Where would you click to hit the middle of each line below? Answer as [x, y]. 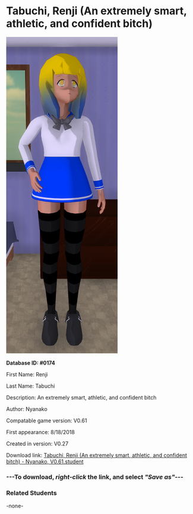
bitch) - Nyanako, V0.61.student [45, 461]
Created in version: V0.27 [37, 443]
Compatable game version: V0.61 [47, 420]
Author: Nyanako [27, 409]
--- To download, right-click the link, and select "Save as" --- [95, 476]
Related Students [32, 493]
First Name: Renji [27, 374]
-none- [15, 506]
